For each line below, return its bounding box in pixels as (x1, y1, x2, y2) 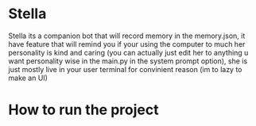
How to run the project (8, 101, 159, 119)
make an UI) (8, 73, 48, 82)
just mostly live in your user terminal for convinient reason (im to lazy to (8, 64, 242, 74)
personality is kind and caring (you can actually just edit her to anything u (8, 48, 249, 57)
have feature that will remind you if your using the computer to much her (8, 39, 246, 48)
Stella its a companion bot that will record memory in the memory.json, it (8, 31, 246, 40)
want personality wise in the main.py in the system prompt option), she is (8, 56, 248, 66)
